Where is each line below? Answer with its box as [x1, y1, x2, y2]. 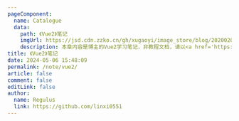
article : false [7, 70, 53, 77]
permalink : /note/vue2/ [7, 63, 78, 70]
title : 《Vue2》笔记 [7, 51, 58, 58]
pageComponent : [7, 10, 53, 18]
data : [14, 23, 31, 31]
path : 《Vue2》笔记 [20, 30, 68, 38]
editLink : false [7, 83, 55, 90]
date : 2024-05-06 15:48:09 [7, 57, 87, 64]
